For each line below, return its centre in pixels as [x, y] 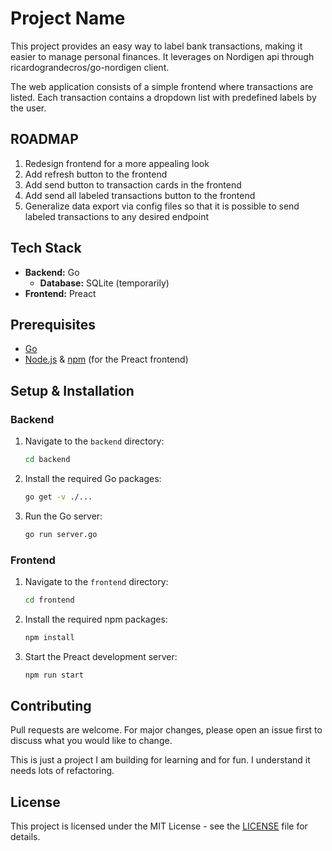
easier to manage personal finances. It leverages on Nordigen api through [162, 56]
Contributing [51, 706]
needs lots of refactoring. [62, 771]
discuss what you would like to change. [91, 741]
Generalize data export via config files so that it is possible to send [162, 206]
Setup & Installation [72, 390]
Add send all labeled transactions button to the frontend [140, 195]
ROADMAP [44, 139]
